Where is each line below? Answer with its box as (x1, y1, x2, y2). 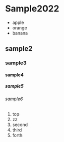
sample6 (5, 96, 23, 102)
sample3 (5, 59, 27, 66)
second (12, 122, 28, 128)
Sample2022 (5, 3, 60, 14)
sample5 (5, 83, 24, 89)
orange (12, 24, 27, 30)
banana (12, 30, 28, 36)
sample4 (5, 72, 24, 78)
